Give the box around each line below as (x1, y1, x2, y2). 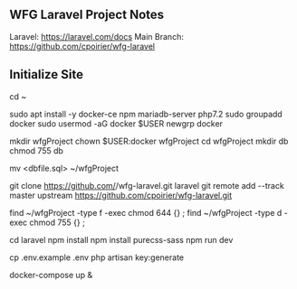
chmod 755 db (9, 144, 63, 156)
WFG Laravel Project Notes (9, 7, 165, 23)
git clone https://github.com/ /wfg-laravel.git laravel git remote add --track (9, 180, 285, 191)
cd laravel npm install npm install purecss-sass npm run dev (9, 234, 234, 245)
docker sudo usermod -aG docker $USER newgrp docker (9, 117, 224, 129)
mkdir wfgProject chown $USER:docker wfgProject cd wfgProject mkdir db (9, 135, 289, 146)
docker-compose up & (9, 269, 93, 280)
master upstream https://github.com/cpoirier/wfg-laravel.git (9, 190, 233, 200)
